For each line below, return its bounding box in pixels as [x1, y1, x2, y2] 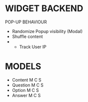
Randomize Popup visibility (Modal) [12, 28, 83, 34]
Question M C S [12, 82, 44, 88]
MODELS [5, 61, 42, 72]
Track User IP [19, 44, 47, 50]
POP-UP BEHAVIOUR [5, 19, 47, 25]
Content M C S [12, 77, 42, 83]
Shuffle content [12, 34, 43, 39]
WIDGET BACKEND [5, 3, 84, 14]
